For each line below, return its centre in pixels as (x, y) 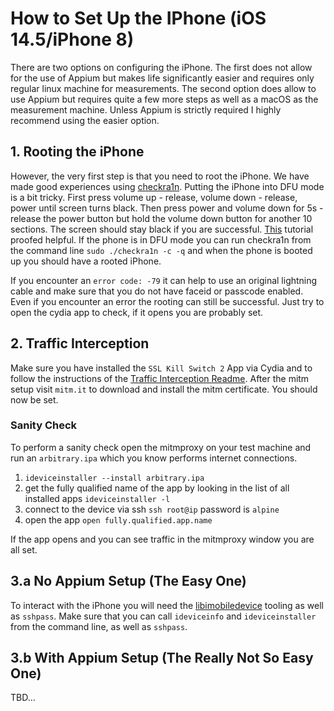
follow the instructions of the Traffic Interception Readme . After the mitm (160, 378)
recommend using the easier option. (85, 120)
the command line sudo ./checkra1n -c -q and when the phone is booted (161, 250)
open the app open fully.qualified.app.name (118, 519)
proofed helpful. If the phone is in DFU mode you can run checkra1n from (161, 239)
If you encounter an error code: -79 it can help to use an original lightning (164, 280)
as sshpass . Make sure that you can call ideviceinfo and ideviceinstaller (163, 616)
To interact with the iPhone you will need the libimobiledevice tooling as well (167, 605)
